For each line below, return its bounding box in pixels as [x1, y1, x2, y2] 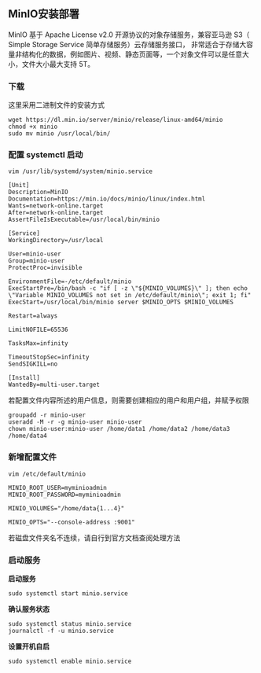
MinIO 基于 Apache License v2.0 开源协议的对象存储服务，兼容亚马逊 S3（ [8, 30, 250, 39]
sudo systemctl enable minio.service [8, 657, 132, 665]
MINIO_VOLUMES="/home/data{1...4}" [8, 504, 125, 513]
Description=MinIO [8, 188, 68, 197]
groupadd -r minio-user [8, 411, 86, 419]
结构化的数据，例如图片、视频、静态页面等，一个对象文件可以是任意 [21, 50, 242, 59]
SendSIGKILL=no [8, 360, 58, 368]
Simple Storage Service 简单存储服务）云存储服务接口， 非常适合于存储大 [8, 39, 247, 49]
